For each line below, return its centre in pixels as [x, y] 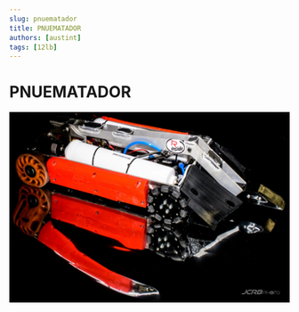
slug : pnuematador [43, 19]
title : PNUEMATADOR [45, 28]
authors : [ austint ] [45, 37]
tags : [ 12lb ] [33, 47]
